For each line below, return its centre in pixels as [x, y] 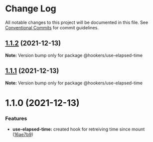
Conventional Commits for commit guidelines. [52, 27]
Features [16, 118]
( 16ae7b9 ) [23, 135]
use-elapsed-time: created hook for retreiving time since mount [78, 129]
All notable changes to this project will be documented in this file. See [77, 22]
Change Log [31, 9]
